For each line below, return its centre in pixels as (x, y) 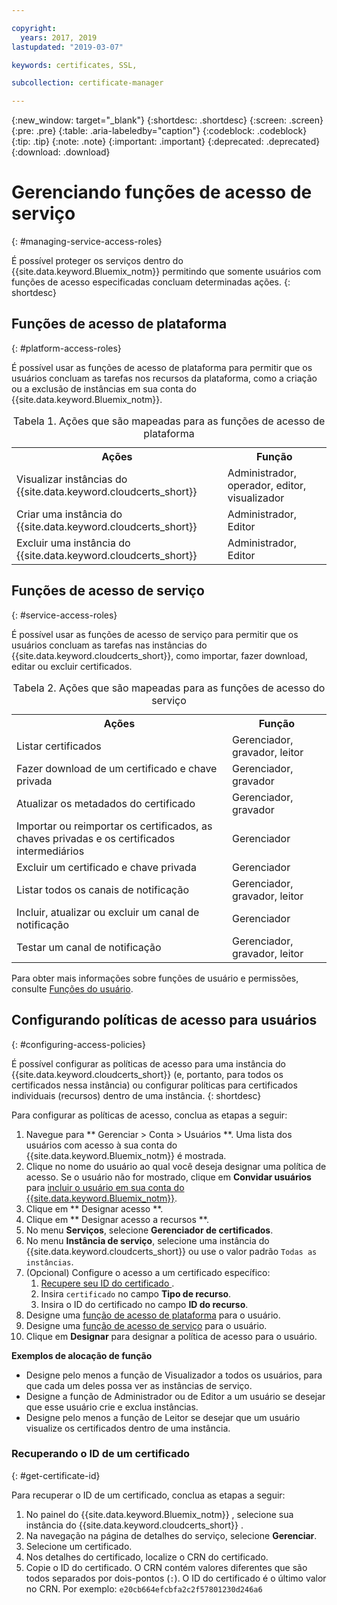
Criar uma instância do (69, 514)
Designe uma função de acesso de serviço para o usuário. (146, 1325)
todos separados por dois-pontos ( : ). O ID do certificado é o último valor (176, 1578)
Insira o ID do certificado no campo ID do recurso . (144, 1304)
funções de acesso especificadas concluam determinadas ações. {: (151, 282)
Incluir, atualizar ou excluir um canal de (108, 912)
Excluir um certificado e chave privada (106, 867)
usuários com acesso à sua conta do (101, 1145)
